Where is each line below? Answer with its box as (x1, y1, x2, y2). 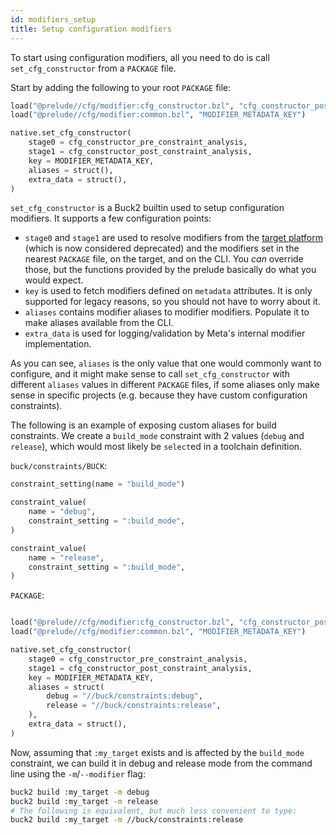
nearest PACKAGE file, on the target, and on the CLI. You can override (24, 253, 304, 265)
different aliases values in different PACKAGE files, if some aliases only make (10, 379, 320, 391)
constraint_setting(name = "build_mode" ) (10, 479, 186, 490)
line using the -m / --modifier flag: (10, 767, 146, 780)
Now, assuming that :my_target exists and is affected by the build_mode (10, 746, 305, 758)
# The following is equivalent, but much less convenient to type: (10, 806, 298, 816)
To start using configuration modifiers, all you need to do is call (10, 51, 270, 63)
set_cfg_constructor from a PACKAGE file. (10, 62, 177, 74)
